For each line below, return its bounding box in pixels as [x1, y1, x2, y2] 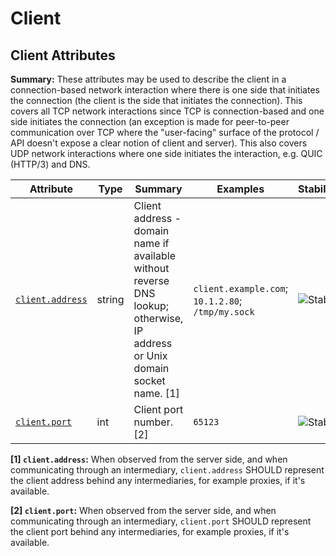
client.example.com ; [193, 282, 289, 295]
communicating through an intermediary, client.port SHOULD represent [10, 515, 312, 527]
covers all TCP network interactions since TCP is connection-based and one [10, 105, 325, 117]
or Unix [133, 349, 168, 362]
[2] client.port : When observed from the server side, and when [10, 505, 277, 516]
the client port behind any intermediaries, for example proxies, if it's [10, 526, 290, 537]
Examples [216, 182, 265, 196]
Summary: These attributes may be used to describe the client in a [10, 73, 287, 85]
